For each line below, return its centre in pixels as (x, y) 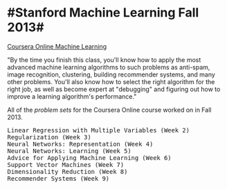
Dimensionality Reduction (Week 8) (67, 171)
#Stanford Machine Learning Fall (103, 13)
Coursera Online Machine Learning (57, 46)
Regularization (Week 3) (49, 137)
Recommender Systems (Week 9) (58, 178)
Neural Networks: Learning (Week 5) (69, 151)
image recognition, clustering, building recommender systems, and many (111, 74)
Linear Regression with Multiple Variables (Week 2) (99, 130)
